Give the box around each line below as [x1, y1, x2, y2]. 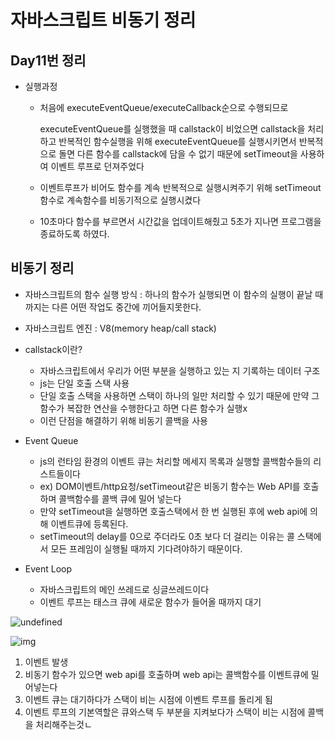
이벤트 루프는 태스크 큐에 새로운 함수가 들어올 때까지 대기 [39, 596, 262, 608]
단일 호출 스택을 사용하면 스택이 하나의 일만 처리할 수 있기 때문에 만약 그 [39, 389, 320, 401]
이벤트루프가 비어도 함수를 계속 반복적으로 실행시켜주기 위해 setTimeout [39, 182, 322, 193]
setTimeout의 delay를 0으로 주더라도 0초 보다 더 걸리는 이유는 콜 [39, 530, 295, 542]
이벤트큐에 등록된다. [50, 517, 129, 530]
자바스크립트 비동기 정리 [10, 9, 197, 32]
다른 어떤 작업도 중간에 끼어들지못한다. [51, 301, 202, 313]
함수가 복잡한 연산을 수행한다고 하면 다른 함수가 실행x [39, 402, 248, 414]
